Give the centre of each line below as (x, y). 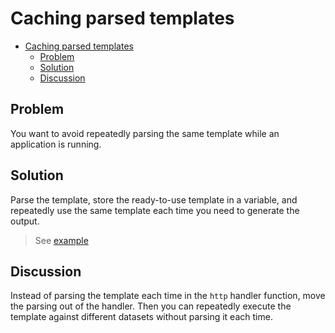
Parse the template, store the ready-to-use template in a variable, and (154, 199)
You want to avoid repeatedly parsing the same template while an (145, 133)
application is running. (56, 144)
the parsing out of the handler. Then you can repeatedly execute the (151, 306)
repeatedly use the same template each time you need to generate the (155, 210)
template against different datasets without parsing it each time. (141, 317)
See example (61, 240)
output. (25, 221)
